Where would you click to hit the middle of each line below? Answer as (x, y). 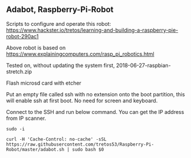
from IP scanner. (26, 118)
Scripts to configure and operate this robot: (59, 23)
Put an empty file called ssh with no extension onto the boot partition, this (95, 94)
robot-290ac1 (22, 36)
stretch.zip (19, 71)
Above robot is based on (36, 48)
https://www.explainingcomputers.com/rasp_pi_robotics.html (80, 54)
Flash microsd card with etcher (44, 83)
